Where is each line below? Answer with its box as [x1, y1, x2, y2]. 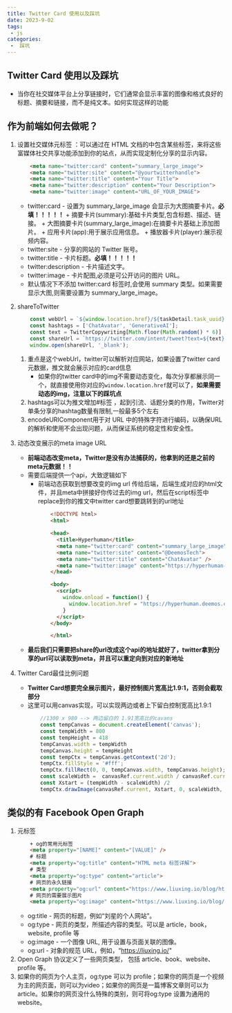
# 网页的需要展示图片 [30, 892, 83, 899]
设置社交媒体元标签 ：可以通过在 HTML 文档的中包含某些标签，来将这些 [17, 140, 222, 148]
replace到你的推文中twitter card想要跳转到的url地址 [37, 497, 184, 505]
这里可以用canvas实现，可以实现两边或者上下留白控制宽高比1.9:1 [27, 701, 212, 709]
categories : [7, 36, 41, 43]
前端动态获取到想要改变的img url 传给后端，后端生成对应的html [37, 480, 217, 488]
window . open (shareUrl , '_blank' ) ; [30, 341, 129, 349]
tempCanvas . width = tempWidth [40, 741, 127, 747]
